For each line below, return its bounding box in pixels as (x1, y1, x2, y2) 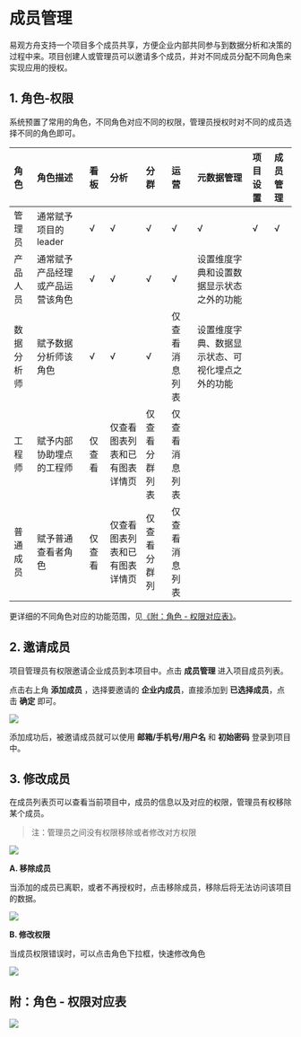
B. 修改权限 (9, 929, 51, 940)
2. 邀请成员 (9, 639, 71, 655)
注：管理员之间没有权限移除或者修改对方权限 (30, 827, 197, 838)
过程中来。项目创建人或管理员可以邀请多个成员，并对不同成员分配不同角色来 (9, 50, 292, 61)
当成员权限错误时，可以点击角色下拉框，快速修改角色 (9, 948, 206, 959)
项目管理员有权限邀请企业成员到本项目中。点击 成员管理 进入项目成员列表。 (9, 665, 288, 676)
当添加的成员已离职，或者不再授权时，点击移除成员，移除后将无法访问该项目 (9, 882, 292, 893)
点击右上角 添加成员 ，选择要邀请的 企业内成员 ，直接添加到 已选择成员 (9, 684, 270, 695)
